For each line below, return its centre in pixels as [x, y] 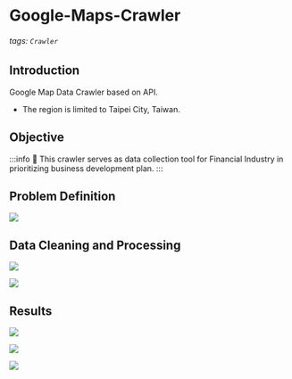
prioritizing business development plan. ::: [86, 168]
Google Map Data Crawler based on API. [83, 92]
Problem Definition [63, 197]
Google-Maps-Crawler [95, 16]
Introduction [45, 71]
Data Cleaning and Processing [95, 245]
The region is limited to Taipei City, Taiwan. [101, 109]
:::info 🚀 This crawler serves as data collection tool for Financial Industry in [146, 159]
